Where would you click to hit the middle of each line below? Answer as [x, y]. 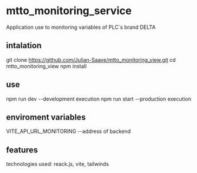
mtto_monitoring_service [69, 11]
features [22, 150]
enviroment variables [46, 117]
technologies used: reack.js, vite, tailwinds [58, 164]
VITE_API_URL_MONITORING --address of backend [69, 131]
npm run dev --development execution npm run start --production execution [99, 99]
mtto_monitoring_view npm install [46, 66]
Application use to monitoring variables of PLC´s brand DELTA [81, 27]
